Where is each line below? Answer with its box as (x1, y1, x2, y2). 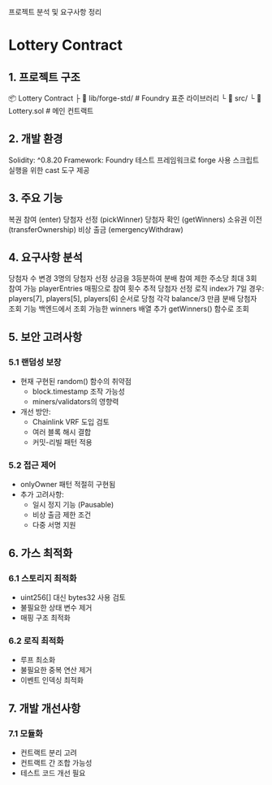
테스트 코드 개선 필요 (19, 768, 86, 778)
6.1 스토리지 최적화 (8, 572, 77, 584)
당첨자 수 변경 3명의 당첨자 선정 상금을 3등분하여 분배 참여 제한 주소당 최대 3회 (8, 274, 257, 283)
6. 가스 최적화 (8, 546, 73, 560)
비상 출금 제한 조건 (32, 510, 92, 520)
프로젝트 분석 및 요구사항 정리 (8, 7, 102, 16)
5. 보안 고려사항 (8, 330, 83, 343)
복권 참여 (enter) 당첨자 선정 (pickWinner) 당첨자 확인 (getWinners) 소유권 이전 (8, 214, 262, 224)
